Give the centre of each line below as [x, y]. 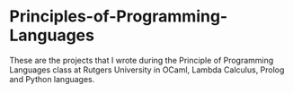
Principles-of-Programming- [119, 17]
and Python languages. [52, 79]
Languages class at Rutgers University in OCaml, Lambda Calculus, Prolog [147, 70]
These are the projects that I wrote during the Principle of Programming [142, 60]
